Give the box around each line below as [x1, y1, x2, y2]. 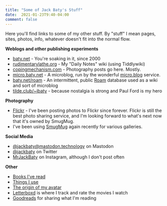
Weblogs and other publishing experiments [5, 46, 98, 52]
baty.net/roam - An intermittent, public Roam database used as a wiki [12, 77, 158, 84]
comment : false [5, 17, 38, 22]
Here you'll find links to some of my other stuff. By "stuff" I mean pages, [5, 31, 156, 37]
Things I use [12, 179, 39, 185]
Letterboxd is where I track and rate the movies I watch [12, 190, 128, 196]
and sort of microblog [12, 83, 58, 89]
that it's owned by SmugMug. [12, 118, 75, 125]
